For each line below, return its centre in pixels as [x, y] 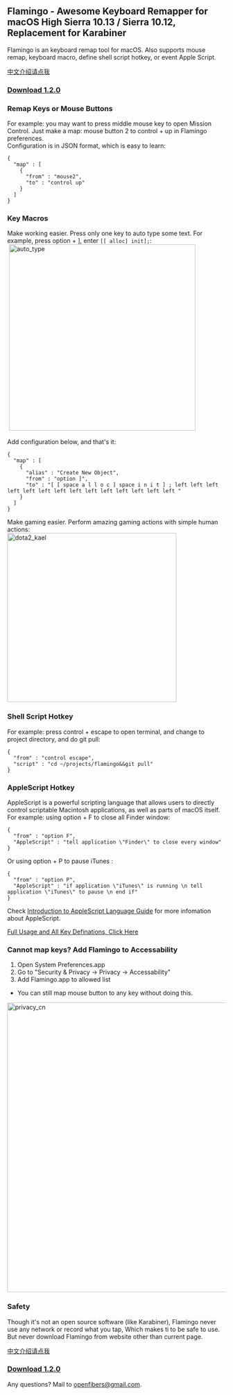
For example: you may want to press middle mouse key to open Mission [110, 123]
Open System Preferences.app [61, 965]
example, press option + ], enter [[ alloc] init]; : [79, 241]
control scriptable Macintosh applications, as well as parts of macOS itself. [114, 810]
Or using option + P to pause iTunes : [60, 861]
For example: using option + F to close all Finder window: [89, 817]
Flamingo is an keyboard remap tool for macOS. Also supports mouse [106, 50]
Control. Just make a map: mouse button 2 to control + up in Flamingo [107, 131]
